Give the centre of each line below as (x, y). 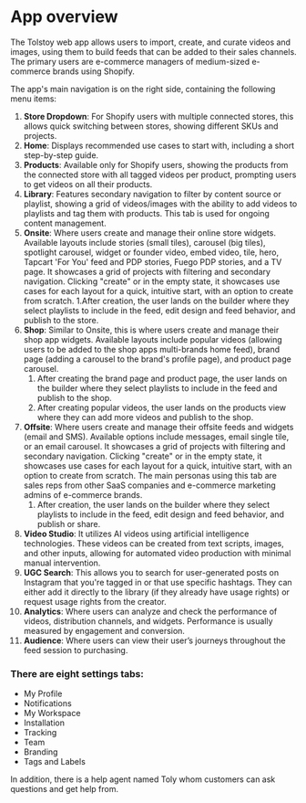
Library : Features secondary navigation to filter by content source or (152, 194)
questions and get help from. (65, 789)
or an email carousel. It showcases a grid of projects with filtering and (154, 446)
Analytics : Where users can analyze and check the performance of (150, 611)
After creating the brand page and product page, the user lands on (162, 378)
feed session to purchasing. (76, 650)
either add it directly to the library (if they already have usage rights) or (157, 592)
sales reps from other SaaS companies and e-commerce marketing (149, 485)
